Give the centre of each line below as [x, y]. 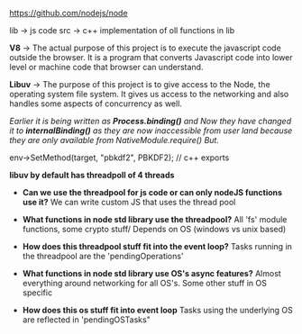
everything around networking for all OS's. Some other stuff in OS [145, 283]
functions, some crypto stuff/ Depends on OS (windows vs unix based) [154, 229]
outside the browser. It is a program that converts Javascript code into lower [151, 57]
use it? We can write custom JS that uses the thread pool [129, 202]
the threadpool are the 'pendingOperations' [103, 256]
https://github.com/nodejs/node [69, 13]
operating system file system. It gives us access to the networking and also [149, 94]
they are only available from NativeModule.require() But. [114, 140]
